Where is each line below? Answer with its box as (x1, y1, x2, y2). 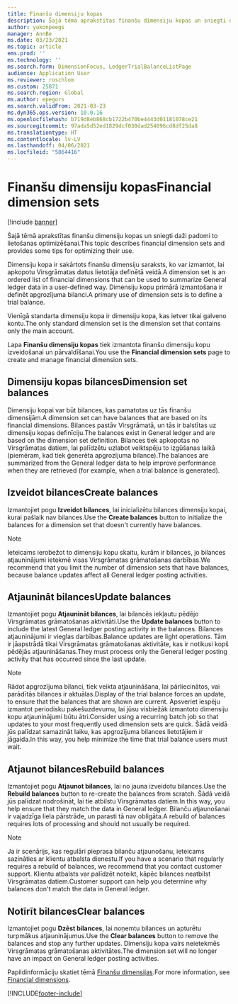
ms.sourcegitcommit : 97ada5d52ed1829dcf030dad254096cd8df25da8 (7, 122, 198, 130)
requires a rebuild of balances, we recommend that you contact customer (7, 862, 222, 871)
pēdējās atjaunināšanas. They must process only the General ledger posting (7, 648, 228, 656)
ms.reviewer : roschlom (7, 76, 74, 84)
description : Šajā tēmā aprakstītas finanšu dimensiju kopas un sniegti (7, 17, 227, 24)
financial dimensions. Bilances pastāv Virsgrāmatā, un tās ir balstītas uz (7, 421, 217, 429)
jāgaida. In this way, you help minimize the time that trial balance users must (7, 735, 228, 744)
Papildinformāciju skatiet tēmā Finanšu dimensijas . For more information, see (7, 968, 230, 976)
